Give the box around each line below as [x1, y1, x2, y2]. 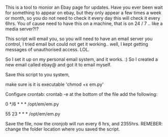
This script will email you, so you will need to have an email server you [5, 36, 153, 42]
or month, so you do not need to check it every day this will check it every [5, 15, 160, 21]
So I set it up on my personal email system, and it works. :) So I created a [5, 56, 158, 62]
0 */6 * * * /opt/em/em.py [5, 101, 60, 107]
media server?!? [5, 26, 39, 32]
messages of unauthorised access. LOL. [5, 47, 90, 52]
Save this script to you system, [5, 72, 70, 78]
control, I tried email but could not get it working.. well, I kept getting [5, 41, 149, 47]
